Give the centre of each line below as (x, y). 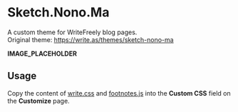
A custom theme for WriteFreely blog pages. (72, 32)
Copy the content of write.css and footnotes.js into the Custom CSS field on (119, 93)
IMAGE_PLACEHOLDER (42, 54)
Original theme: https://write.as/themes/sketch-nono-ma (90, 39)
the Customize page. (38, 101)
